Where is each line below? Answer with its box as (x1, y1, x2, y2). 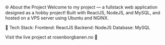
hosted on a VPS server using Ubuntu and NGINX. (5, 15, 109, 21)
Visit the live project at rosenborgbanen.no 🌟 (5, 34, 98, 40)
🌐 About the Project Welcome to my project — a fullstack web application (5, 4, 157, 10)
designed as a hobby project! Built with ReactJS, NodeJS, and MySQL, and (5, 10, 160, 15)
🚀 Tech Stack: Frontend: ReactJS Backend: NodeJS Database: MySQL (5, 25, 150, 30)
